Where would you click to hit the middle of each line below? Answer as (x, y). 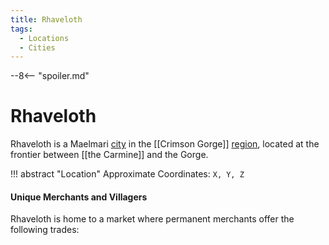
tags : (21, 29)
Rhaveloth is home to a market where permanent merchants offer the (152, 219)
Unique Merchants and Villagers (79, 197)
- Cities (37, 47)
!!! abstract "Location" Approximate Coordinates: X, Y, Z (127, 174)
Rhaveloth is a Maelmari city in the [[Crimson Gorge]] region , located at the (165, 144)
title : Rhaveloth (46, 19)
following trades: (45, 230)
